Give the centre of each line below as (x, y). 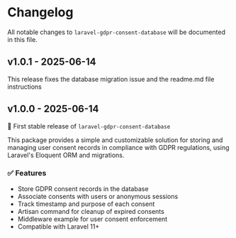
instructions (25, 87)
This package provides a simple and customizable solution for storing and (115, 140)
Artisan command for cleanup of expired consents (91, 211)
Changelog (40, 12)
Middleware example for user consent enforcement (92, 219)
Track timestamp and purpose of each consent (86, 204)
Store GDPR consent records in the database (83, 188)
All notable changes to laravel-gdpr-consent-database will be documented (116, 32)
